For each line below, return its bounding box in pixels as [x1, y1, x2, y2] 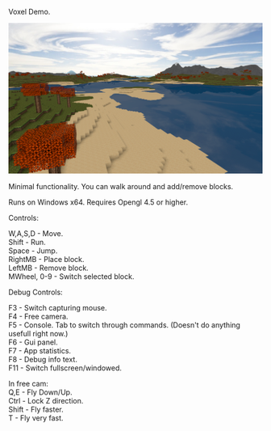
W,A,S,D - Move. [8, 228, 64, 238]
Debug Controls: [8, 287, 63, 297]
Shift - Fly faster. [8, 404, 65, 414]
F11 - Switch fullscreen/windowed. [8, 363, 123, 373]
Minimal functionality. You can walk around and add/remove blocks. [8, 181, 234, 191]
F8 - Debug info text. [8, 354, 78, 364]
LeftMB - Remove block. [8, 263, 89, 273]
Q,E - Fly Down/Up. [8, 387, 73, 397]
